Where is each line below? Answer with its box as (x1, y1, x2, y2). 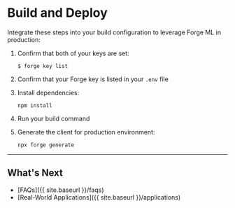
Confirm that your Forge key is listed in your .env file (17, 75, 169, 83)
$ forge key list (17, 62, 69, 69)
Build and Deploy (7, 5, 108, 21)
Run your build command (17, 114, 90, 123)
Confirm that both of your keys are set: (17, 49, 129, 57)
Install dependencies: (17, 88, 80, 97)
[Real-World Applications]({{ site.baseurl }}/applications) (17, 193, 181, 201)
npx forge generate (17, 141, 75, 148)
